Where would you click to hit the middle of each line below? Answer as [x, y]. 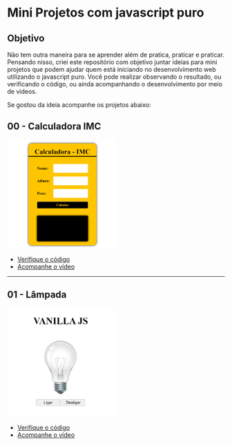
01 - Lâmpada [37, 295]
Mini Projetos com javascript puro [106, 13]
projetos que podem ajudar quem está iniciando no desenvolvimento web [112, 69]
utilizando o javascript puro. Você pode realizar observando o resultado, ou [114, 77]
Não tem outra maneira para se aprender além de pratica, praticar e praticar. [116, 55]
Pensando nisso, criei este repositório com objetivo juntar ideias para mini [112, 62]
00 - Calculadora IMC [54, 127]
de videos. [22, 91]
